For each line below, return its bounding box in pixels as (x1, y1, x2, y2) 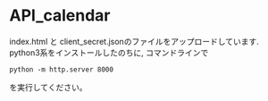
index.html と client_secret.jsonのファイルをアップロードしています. (9, 36, 259, 46)
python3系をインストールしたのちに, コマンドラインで (9, 46, 209, 58)
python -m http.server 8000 (9, 64, 114, 74)
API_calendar (9, 5, 111, 26)
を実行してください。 (9, 81, 88, 92)
